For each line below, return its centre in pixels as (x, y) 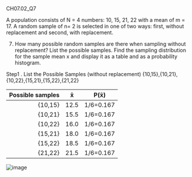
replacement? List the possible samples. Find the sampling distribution (100, 50)
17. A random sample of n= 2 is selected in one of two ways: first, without (95, 26)
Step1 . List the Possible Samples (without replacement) (74, 74)
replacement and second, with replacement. (60, 32)
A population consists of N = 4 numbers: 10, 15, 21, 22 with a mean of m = (96, 20)
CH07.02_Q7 (21, 9)
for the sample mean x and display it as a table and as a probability (96, 56)
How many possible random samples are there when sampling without (100, 44)
